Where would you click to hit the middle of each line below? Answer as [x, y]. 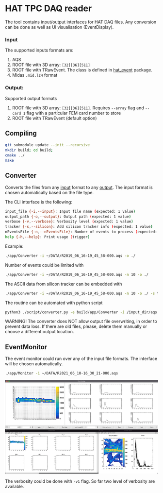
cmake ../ [15, 155]
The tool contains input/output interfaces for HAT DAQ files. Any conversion [81, 22]
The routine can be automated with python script [54, 303]
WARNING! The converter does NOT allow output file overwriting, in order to [81, 322]
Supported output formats [31, 98]
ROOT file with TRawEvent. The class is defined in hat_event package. [82, 70]
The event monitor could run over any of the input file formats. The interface [81, 359]
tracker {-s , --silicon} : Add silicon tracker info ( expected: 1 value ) [79, 227]
